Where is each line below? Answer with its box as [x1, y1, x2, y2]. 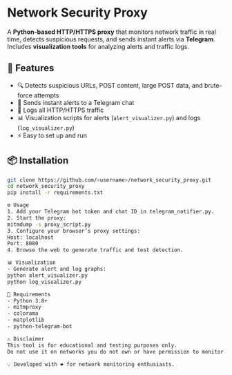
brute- [204, 81, 222, 89]
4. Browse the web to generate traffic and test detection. [7, 247, 184, 253]
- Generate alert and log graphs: [7, 266, 107, 273]
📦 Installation [7, 155, 69, 166]
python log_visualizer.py [7, 278, 81, 285]
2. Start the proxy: [7, 214, 67, 222]
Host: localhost [7, 233, 54, 241]
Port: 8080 [7, 240, 39, 247]
